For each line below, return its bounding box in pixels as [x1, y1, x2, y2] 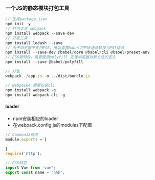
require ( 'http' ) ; [5, 151, 42, 156]
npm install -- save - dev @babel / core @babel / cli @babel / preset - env [5, 50, 150, 55]
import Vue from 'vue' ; [5, 165, 56, 170]
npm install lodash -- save [5, 40, 63, 46]
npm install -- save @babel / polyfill [5, 59, 83, 65]
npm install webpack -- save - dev [5, 31, 74, 36]
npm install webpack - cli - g [5, 92, 65, 97]
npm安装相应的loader [12, 115, 58, 122]
